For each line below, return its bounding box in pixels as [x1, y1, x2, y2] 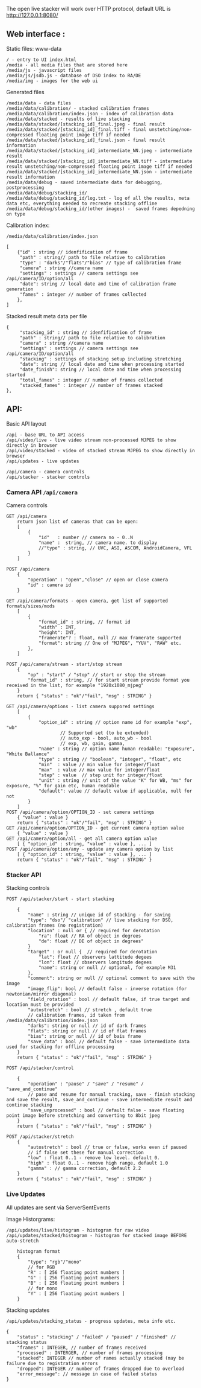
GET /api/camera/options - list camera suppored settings [6, 703, 155, 709]
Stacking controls [6, 884, 50, 892]
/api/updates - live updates [6, 458, 79, 464]
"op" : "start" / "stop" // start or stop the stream [28, 671, 165, 678]
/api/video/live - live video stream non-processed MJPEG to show [6, 437, 176, 443]
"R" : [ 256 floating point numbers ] [28, 1269, 125, 1276]
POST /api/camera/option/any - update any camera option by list [6, 846, 173, 852]
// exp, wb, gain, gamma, [60, 740, 125, 746]
